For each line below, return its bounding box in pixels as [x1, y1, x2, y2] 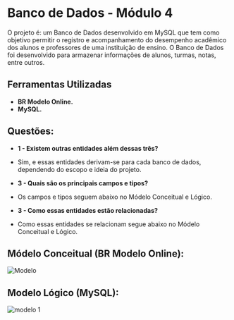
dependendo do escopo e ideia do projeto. [17, 165, 142, 173]
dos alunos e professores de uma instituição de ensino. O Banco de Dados [7, 43, 224, 51]
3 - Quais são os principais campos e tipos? [17, 178, 148, 187]
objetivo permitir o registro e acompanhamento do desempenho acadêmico [7, 35, 227, 44]
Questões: [7, 125, 54, 137]
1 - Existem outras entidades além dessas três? [17, 144, 159, 152]
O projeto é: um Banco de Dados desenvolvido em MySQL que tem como [7, 28, 220, 37]
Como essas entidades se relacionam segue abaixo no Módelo [17, 220, 200, 228]
